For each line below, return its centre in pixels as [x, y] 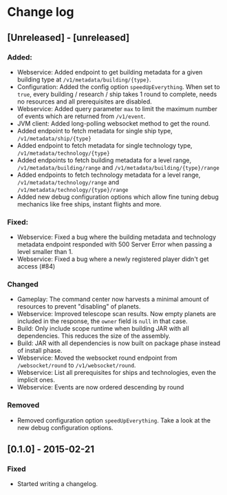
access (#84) [36, 266]
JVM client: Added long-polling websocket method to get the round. [113, 123]
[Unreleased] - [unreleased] [68, 38]
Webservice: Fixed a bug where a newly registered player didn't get [113, 259]
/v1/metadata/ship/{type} [54, 139]
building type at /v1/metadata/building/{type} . [84, 79]
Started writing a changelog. [57, 484]
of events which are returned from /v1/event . [81, 116]
